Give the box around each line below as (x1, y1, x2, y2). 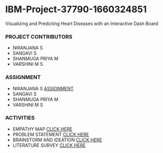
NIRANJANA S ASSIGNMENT (12, 85, 74, 91)
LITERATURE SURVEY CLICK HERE (12, 142, 86, 148)
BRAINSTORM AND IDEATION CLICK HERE (12, 137, 103, 143)
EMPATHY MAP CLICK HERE (12, 126, 73, 132)
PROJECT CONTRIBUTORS (5, 33, 73, 40)
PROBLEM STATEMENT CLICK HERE (12, 131, 89, 137)
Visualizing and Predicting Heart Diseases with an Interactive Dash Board (5, 20, 158, 27)
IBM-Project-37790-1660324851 (5, 4, 147, 15)
